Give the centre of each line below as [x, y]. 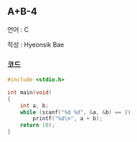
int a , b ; [35, 105]
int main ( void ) [30, 92]
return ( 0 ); [37, 125]
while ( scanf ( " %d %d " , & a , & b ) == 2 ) [76, 112]
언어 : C [18, 29]
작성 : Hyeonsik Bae [36, 45]
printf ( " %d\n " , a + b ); [67, 119]
